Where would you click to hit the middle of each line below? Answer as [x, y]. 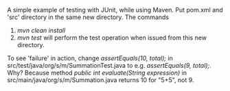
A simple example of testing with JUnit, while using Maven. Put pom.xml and [115, 10]
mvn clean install [41, 30]
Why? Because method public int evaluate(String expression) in [97, 73]
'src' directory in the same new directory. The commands [88, 17]
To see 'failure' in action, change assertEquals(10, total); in [90, 58]
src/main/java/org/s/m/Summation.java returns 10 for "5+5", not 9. [101, 80]
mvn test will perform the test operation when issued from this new [112, 38]
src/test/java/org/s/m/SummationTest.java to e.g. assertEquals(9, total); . [109, 65]
